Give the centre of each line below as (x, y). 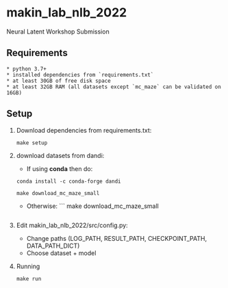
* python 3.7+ (27, 69)
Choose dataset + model (61, 253)
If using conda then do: (60, 168)
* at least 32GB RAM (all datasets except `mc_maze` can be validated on (114, 87)
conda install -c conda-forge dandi (68, 181)
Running (28, 266)
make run (29, 278)
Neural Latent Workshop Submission (58, 31)
